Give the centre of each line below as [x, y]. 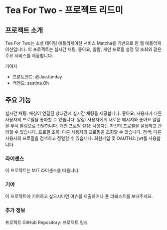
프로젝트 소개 [24, 30]
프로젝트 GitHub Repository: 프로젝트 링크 [47, 222]
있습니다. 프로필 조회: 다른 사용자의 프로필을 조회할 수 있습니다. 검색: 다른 [91, 132]
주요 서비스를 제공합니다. [29, 56]
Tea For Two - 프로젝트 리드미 [64, 10]
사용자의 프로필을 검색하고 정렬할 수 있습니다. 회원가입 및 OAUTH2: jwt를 [76, 138]
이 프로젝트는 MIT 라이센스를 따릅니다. [42, 171]
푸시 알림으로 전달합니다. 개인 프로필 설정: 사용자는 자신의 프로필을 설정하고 [83, 126]
